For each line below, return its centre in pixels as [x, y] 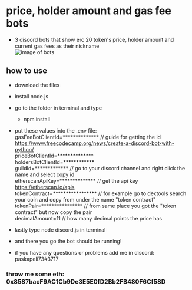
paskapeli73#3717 [37, 259]
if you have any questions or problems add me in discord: [84, 252]
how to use [27, 71]
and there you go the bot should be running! [68, 241]
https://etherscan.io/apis [44, 187]
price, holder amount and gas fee [89, 11]
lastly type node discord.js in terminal [60, 230]
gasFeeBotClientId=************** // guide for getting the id [87, 137]
